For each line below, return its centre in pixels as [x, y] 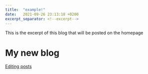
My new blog [32, 53]
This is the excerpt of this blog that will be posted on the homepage [74, 33]
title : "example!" [25, 10]
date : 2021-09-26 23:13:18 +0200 [42, 14]
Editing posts [19, 67]
